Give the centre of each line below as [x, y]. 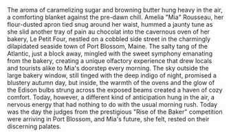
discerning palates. [34, 126]
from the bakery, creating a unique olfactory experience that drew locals [110, 61]
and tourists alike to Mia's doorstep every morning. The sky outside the [108, 68]
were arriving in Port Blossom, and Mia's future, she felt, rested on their [108, 119]
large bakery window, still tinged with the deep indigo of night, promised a [112, 75]
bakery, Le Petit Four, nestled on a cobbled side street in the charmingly [109, 39]
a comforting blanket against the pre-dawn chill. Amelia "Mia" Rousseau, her [115, 17]
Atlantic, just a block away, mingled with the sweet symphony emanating [110, 53]
